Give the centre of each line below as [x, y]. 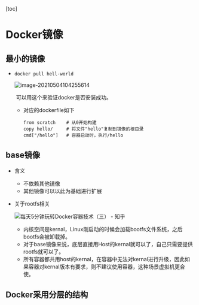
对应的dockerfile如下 [49, 110]
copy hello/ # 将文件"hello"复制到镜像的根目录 [83, 129]
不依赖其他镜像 [42, 183]
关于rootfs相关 [32, 204]
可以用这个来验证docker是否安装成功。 [64, 97]
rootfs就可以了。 [43, 252]
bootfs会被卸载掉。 [47, 237]
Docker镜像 [34, 35]
